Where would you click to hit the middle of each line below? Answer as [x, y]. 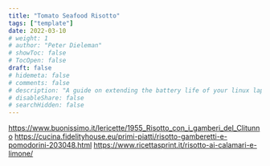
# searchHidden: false [46, 105]
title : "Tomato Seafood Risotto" [64, 16]
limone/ [21, 154]
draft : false [30, 68]
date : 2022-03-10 [37, 30]
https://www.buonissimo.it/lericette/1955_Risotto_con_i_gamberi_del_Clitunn [134, 128]
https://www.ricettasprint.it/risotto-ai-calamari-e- [175, 145]
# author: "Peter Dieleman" [55, 46]
